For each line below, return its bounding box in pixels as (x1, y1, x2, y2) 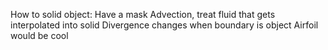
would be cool (10, 30, 69, 41)
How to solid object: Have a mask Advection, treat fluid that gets (10, 9, 276, 20)
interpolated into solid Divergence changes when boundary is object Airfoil (10, 19, 319, 31)
